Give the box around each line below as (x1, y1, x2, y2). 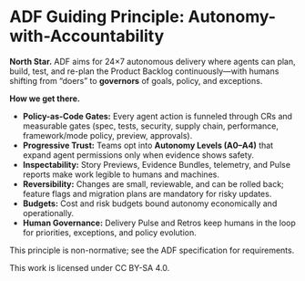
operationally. (22, 207, 75, 218)
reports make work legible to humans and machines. (22, 169, 220, 180)
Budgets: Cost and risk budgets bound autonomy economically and (22, 198, 278, 209)
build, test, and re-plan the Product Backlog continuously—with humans (9, 66, 280, 77)
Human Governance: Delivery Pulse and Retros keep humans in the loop (22, 217, 296, 228)
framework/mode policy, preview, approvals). (22, 130, 193, 140)
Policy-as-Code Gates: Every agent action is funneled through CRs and (22, 110, 293, 121)
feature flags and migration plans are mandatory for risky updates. (22, 188, 272, 199)
